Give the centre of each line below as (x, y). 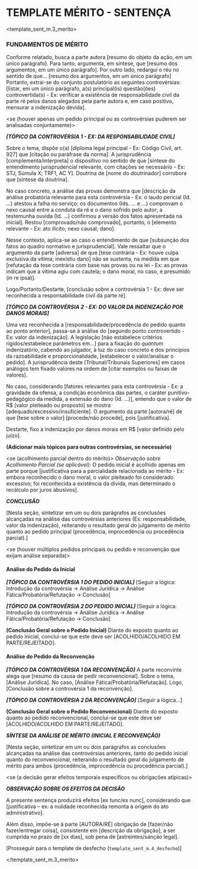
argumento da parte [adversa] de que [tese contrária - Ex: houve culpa (92, 253)
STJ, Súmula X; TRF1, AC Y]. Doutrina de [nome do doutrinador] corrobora (97, 173)
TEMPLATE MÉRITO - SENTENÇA (89, 13)
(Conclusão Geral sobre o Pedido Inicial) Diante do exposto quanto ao (92, 630)
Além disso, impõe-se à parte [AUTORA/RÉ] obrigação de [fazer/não (90, 824)
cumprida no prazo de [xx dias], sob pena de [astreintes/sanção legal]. (92, 836)
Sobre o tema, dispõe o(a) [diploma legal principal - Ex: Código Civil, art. (94, 148)
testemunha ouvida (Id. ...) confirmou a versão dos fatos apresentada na (94, 216)
